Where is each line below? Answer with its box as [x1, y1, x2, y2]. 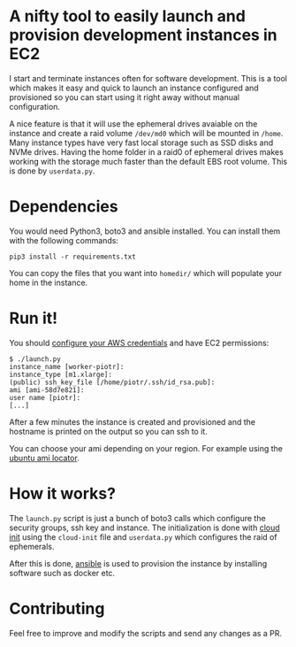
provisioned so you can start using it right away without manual [9, 91, 240, 103]
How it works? [9, 484, 117, 504]
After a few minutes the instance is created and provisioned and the [9, 416, 256, 427]
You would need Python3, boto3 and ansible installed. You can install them [9, 226, 281, 236]
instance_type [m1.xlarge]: [9, 370, 113, 379]
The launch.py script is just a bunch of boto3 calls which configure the [9, 512, 267, 523]
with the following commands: [9, 235, 119, 245]
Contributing [9, 598, 105, 619]
